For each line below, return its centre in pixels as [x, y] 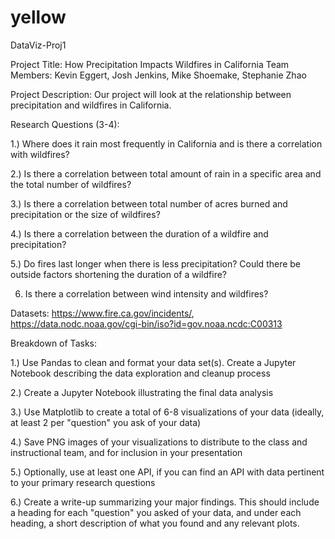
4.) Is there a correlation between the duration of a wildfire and [139, 233]
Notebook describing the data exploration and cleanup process [140, 373]
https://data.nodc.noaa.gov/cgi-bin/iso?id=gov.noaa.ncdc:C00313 [146, 323]
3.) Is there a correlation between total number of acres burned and [149, 203]
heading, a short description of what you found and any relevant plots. [155, 523]
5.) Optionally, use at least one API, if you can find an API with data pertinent [167, 472]
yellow [38, 17]
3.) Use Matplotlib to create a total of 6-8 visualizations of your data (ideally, [167, 412]
